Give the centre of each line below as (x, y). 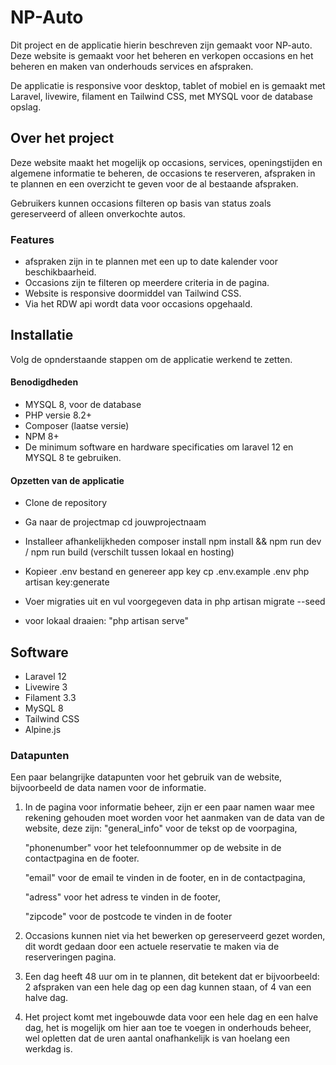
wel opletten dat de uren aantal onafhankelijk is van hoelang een (157, 1038)
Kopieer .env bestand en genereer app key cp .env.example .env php (167, 572)
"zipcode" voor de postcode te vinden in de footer (128, 917)
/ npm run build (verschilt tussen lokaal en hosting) (129, 552)
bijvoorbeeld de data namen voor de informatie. (108, 788)
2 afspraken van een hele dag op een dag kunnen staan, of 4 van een (168, 987)
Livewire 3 (46, 687)
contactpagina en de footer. (82, 858)
